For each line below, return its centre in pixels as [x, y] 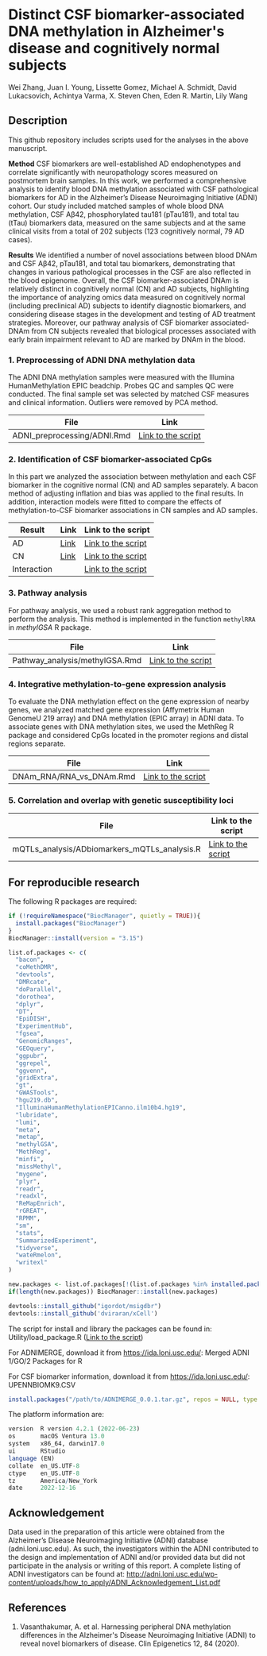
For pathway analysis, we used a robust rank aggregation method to [120, 610]
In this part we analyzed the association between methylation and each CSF [132, 477]
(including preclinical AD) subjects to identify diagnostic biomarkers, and [127, 305]
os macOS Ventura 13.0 [56, 1436]
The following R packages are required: [73, 901]
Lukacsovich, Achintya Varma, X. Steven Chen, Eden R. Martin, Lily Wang [128, 95]
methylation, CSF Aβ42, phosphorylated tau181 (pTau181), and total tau [124, 214]
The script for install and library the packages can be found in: [110, 1329]
